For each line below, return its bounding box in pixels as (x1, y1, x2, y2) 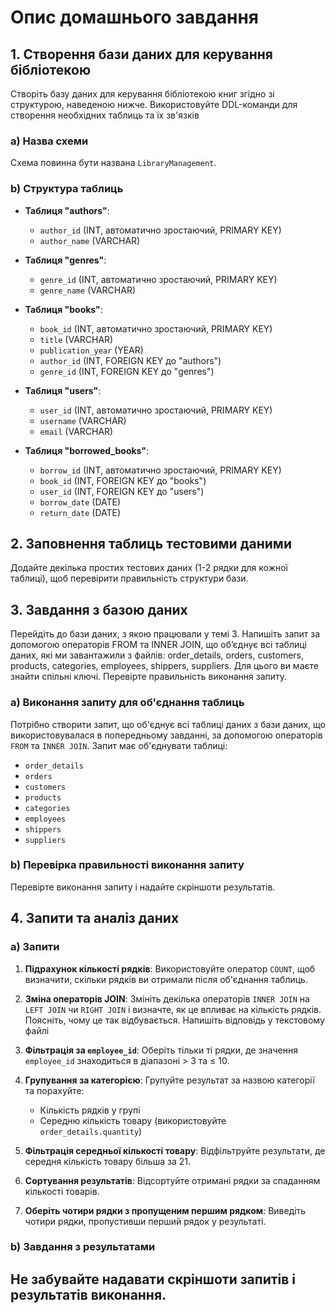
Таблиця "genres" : (24, 254, 107, 266)
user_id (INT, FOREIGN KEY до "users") (39, 485, 205, 497)
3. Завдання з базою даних (10, 601, 188, 618)
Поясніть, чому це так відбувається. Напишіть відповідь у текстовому (24, 1014, 325, 1026)
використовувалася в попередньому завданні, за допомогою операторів (10, 729, 323, 741)
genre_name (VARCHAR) (39, 284, 137, 296)
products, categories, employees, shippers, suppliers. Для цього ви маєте (10, 660, 319, 672)
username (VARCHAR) (39, 414, 127, 426)
